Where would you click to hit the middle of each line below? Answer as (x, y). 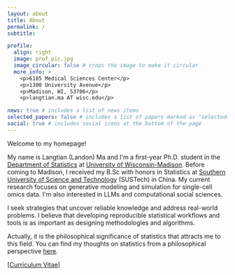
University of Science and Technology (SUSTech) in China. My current (109, 179)
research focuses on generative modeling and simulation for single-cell (110, 187)
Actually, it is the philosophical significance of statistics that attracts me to (114, 236)
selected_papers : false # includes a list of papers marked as (101, 117)
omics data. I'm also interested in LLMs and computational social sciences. (115, 194)
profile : (20, 46)
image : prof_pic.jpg (43, 59)
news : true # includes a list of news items (73, 111)
